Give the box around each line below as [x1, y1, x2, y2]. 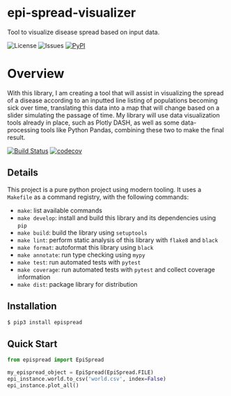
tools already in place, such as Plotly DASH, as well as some [7, 118, 180, 127]
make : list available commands [17, 206, 103, 214]
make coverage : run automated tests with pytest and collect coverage [17, 265, 216, 274]
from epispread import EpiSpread [7, 356, 104, 363]
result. [7, 133, 26, 141]
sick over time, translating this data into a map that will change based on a [7, 103, 220, 112]
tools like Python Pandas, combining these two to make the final [40, 125, 225, 134]
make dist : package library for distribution [17, 280, 138, 288]
